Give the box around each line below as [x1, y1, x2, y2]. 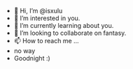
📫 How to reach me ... [13, 37, 79, 45]
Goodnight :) [13, 54, 50, 62]
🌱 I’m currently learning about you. [13, 22, 114, 29]
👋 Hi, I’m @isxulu [13, 7, 63, 15]
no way [13, 47, 36, 55]
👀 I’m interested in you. [13, 14, 80, 22]
